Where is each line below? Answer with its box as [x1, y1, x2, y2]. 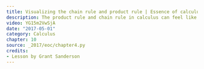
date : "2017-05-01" [6, 25, 56, 32]
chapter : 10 [6, 37, 36, 43]
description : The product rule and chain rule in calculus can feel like [6, 14, 197, 20]
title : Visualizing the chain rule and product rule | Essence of [6, 8, 178, 15]
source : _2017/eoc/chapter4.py [6, 43, 86, 49]
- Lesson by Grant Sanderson [6, 53, 80, 59]
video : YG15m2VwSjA [6, 20, 56, 26]
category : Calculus [6, 31, 56, 37]
